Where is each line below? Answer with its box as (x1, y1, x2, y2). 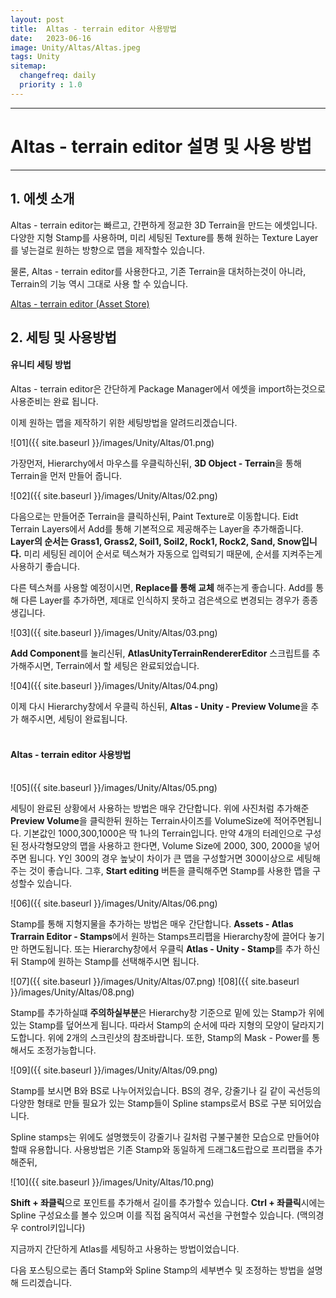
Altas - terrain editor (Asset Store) (10, 297, 150, 310)
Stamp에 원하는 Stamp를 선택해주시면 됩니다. (20, 956, 200, 968)
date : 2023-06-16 (10, 33, 92, 43)
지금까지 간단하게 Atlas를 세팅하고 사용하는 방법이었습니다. (10, 1243, 240, 1255)
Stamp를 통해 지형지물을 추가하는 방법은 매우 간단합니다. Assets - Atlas (10, 918, 294, 930)
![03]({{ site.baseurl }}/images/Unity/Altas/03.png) (10, 627, 218, 639)
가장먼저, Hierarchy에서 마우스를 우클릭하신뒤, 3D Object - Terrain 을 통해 (10, 457, 302, 470)
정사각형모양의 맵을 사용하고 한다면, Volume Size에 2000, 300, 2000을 (20, 840, 302, 852)
